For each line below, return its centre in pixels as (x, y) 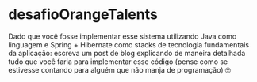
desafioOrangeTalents (83, 15)
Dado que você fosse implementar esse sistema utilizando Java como (123, 36)
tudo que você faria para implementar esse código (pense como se (118, 61)
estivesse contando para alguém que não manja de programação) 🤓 (120, 69)
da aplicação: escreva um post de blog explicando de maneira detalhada (127, 53)
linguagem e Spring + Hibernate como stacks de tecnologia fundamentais (129, 44)
